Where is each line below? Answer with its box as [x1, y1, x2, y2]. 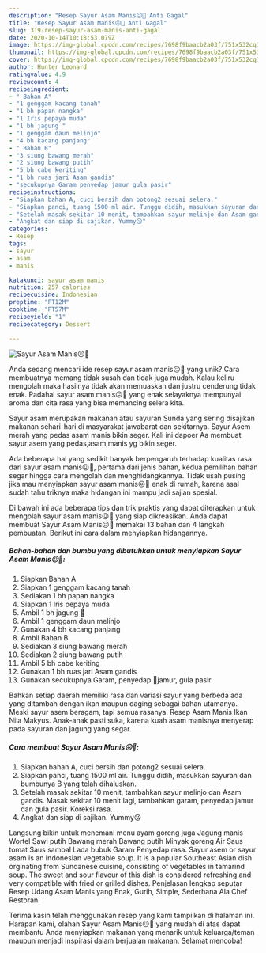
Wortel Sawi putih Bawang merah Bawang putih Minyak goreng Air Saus [9, 837, 243, 846]
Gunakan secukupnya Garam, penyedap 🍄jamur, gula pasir [20, 675, 212, 685]
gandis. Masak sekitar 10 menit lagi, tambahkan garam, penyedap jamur [20, 796, 254, 806]
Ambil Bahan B [20, 633, 69, 643]
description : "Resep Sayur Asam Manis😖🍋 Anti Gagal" [9, 11, 189, 20]
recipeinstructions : [9, 188, 77, 196]
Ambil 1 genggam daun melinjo [20, 617, 121, 626]
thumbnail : [9, 48, 45, 56]
